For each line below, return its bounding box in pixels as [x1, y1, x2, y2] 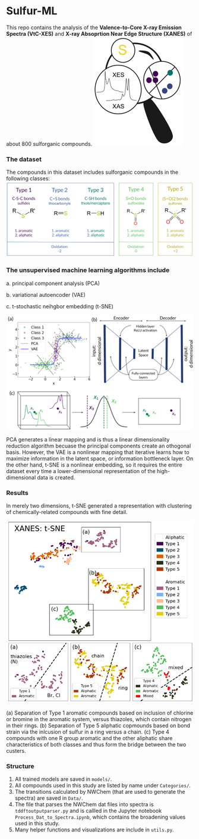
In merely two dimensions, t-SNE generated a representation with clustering [6, 502, 192, 509]
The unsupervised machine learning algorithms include [6, 266, 170, 274]
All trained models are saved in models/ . [14, 775, 112, 783]
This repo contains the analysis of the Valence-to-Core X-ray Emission [6, 24, 182, 31]
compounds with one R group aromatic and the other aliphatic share [6, 734, 173, 741]
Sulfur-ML [6, 4, 58, 18]
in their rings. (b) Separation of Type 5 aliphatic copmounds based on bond [6, 722, 191, 729]
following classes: [6, 175, 50, 182]
